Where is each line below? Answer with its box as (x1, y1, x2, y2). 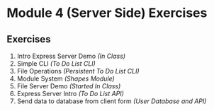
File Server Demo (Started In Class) (16, 82, 121, 90)
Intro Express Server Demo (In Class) (16, 52, 125, 60)
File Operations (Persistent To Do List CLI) (16, 67, 140, 75)
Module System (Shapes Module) (16, 74, 115, 83)
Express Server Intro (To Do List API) (16, 90, 125, 98)
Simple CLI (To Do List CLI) (16, 59, 96, 68)
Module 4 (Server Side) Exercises (6, 5, 208, 21)
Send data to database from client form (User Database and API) (16, 97, 207, 105)
